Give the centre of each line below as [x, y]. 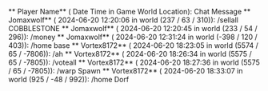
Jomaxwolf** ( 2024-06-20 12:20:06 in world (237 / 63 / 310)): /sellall [123, 20]
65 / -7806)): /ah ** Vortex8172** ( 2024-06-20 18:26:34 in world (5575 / [130, 54]
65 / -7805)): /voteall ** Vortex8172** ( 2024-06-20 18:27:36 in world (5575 [134, 62]
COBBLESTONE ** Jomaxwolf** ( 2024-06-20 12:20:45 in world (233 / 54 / [133, 28]
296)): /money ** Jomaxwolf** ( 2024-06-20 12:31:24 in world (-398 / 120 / [133, 37]
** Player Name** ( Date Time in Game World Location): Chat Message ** [130, 12]
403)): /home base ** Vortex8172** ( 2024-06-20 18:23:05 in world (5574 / [133, 45]
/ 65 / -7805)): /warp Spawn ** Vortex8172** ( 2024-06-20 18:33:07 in [126, 71]
